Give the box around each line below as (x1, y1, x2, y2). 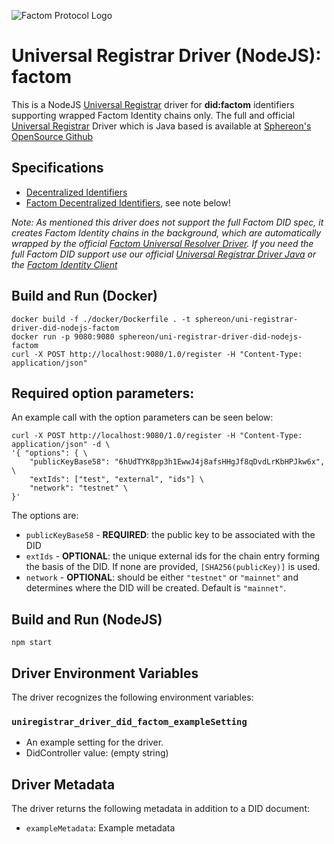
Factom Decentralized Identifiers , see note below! (25, 196, 231, 209)
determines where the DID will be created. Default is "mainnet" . (25, 582, 287, 594)
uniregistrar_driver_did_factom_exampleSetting (11, 716, 248, 727)
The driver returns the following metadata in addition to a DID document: (11, 803, 311, 815)
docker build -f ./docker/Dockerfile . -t (11, 314, 191, 324)
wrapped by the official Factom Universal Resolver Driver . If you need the (11, 237, 314, 249)
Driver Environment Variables (11, 665, 199, 682)
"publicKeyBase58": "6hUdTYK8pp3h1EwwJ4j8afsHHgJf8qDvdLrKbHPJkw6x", (29, 457, 326, 467)
